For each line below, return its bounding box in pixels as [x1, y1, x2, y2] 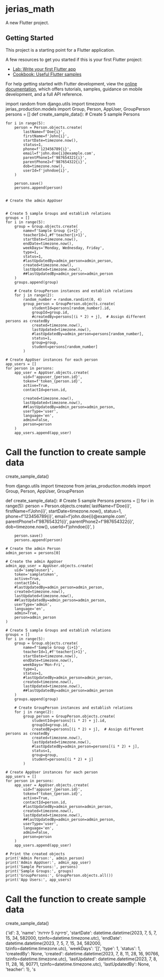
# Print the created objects [5, 851, 65, 856]
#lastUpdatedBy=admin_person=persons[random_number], [31, 331, 144, 336]
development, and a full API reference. [5, 91, 83, 97]
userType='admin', [14, 602, 52, 607]
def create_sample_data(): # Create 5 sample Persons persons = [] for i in [5, 497, 154, 503]
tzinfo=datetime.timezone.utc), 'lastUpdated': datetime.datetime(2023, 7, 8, [5, 956, 158, 962]
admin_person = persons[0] [5, 550, 61, 555]
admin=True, [14, 610, 39, 615]
